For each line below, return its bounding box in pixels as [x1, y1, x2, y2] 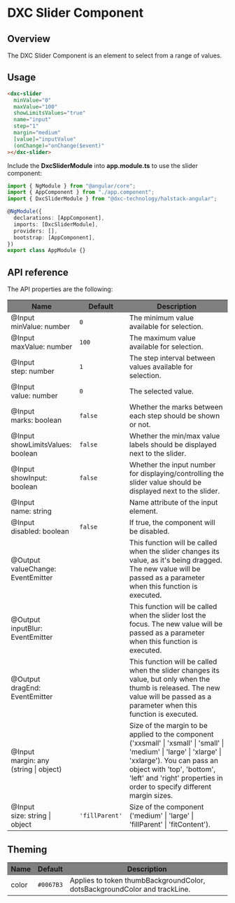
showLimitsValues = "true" [13, 110, 86, 117]
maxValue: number [10, 342, 73, 351]
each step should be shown [129, 411, 220, 421]
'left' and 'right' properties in [129, 773, 223, 783]
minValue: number [10, 322, 71, 332]
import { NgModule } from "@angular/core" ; [7, 182, 136, 190]
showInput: [10, 473, 48, 483]
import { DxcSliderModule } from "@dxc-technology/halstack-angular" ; [7, 195, 218, 202]
